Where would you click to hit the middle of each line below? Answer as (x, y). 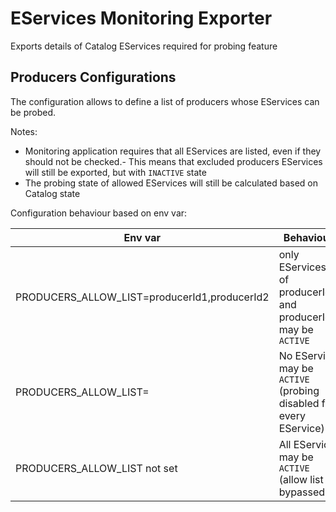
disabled (299, 403)
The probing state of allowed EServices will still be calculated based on (171, 183)
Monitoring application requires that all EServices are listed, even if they (173, 151)
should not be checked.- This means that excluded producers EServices (173, 161)
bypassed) (304, 492)
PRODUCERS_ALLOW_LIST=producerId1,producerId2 (142, 297)
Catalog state (52, 193)
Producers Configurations (93, 77)
